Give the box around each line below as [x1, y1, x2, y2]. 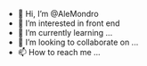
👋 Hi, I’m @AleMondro [17, 9, 100, 19]
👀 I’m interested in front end [17, 18, 120, 29]
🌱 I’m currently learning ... [17, 28, 113, 37]
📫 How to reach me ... [17, 47, 101, 57]
